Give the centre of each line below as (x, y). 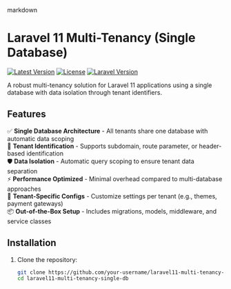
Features (27, 114)
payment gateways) (35, 203)
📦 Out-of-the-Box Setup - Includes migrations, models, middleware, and (112, 211)
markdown (22, 10)
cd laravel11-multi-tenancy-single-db (73, 279)
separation (22, 171)
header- (210, 146)
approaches (24, 189)
